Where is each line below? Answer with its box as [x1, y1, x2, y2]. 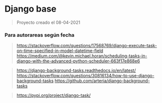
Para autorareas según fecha [4, 32, 75, 38]
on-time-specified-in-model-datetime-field [16, 48, 103, 54]
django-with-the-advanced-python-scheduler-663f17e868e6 [16, 58, 140, 64]
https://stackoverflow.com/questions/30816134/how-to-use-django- [16, 73, 155, 79]
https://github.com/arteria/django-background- [55, 78, 150, 84]
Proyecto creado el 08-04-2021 [16, 19, 81, 25]
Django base [4, 3, 57, 15]
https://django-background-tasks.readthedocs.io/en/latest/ [16, 68, 136, 73]
